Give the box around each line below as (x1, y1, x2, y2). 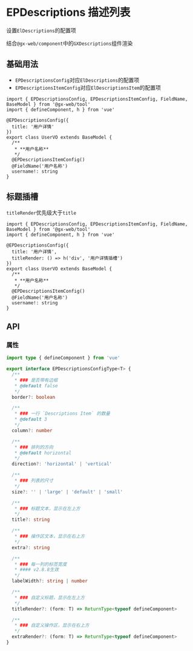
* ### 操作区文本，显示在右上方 (14, 533, 85, 539)
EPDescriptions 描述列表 (6, 5, 131, 19)
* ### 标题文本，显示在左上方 (14, 506, 80, 512)
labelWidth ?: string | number (11, 578, 88, 584)
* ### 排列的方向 (14, 444, 53, 450)
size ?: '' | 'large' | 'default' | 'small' (11, 489, 123, 495)
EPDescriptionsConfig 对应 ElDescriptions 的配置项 (15, 76, 140, 84)
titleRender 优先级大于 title (6, 209, 77, 216)
